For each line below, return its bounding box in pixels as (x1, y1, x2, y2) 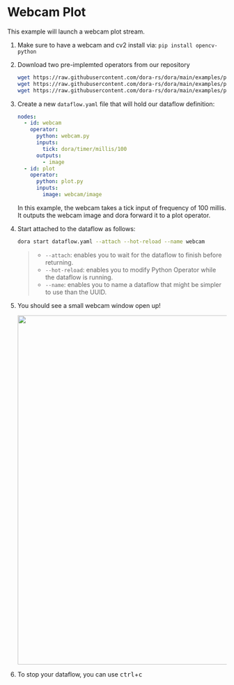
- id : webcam (24, 119, 62, 126)
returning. (45, 258, 74, 266)
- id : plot (24, 165, 56, 172)
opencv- (195, 42, 218, 49)
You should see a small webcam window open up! (17, 301, 162, 309)
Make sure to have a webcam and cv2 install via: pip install (17, 40, 193, 49)
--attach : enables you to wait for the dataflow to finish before (45, 251, 222, 259)
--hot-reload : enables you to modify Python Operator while (45, 265, 217, 274)
